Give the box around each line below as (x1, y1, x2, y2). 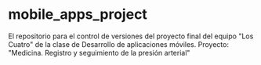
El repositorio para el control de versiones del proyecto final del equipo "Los (8, 31, 254, 41)
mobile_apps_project (8, 5, 147, 23)
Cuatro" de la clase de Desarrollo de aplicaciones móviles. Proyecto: (8, 39, 230, 49)
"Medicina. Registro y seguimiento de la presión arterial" (8, 48, 190, 57)
